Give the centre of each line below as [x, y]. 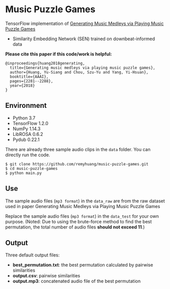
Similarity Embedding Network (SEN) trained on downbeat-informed [84, 39]
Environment [26, 106]
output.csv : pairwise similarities [46, 276]
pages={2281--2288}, [31, 81]
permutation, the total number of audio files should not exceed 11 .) [75, 227]
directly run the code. [28, 155]
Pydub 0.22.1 [26, 139]
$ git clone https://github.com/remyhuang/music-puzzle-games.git [77, 164]
